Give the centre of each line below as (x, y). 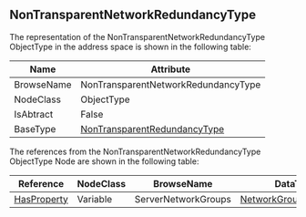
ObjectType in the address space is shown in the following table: (131, 46)
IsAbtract (34, 114)
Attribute (171, 69)
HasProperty (41, 199)
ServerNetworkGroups (183, 199)
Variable (95, 199)
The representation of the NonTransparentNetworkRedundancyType (138, 36)
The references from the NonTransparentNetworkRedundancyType (135, 151)
